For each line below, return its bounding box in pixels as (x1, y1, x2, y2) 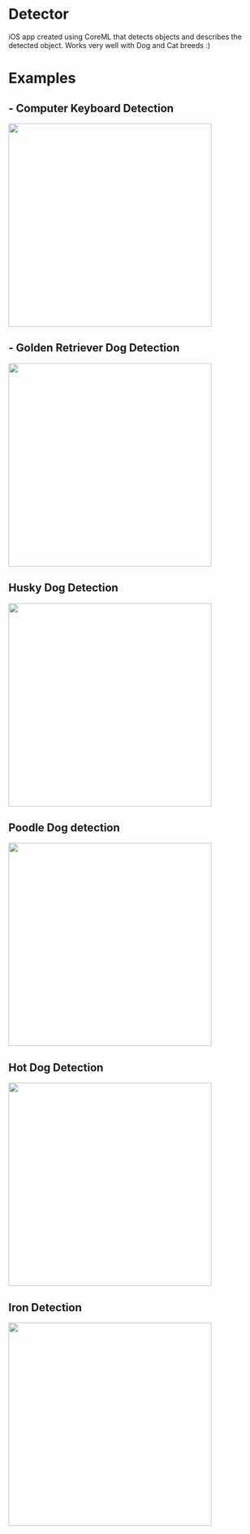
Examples (8, 69, 76, 88)
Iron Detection (8, 1301, 83, 1314)
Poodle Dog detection (8, 821, 120, 835)
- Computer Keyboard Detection (8, 101, 175, 115)
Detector (8, 5, 69, 24)
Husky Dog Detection (8, 581, 119, 595)
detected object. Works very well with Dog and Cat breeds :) (8, 40, 211, 50)
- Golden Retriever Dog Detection (8, 341, 180, 355)
